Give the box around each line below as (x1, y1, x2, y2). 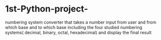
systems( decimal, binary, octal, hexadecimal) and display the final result (5, 29, 152, 35)
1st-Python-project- (5, 3, 88, 14)
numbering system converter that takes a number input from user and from (5, 19, 157, 25)
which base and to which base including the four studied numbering (5, 24, 142, 30)
